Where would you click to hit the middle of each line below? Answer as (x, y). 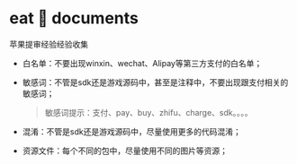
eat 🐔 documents (74, 18)
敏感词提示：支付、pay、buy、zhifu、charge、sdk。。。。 (148, 112)
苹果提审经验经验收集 (49, 44)
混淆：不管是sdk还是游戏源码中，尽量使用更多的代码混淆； (131, 131)
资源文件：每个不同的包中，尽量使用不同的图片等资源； (125, 151)
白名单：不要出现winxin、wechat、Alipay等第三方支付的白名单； (142, 63)
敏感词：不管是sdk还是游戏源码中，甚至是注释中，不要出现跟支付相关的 (155, 82)
